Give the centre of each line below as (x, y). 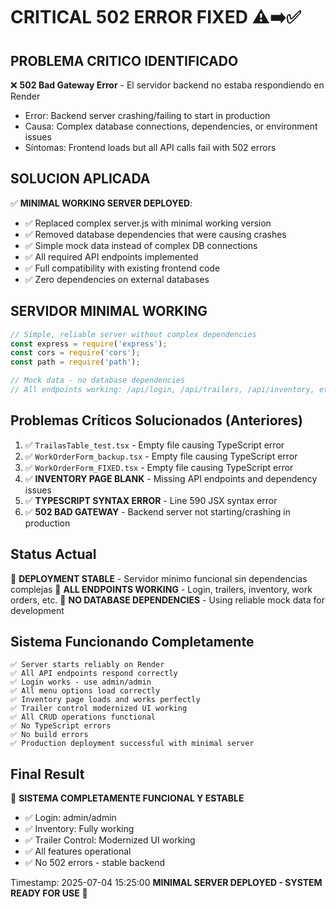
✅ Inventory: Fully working (79, 829)
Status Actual (53, 554)
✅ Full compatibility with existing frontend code (122, 268)
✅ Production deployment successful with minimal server (132, 744)
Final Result (47, 774)
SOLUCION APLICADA (80, 179)
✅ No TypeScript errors (61, 726)
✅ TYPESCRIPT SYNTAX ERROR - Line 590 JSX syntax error (151, 500)
